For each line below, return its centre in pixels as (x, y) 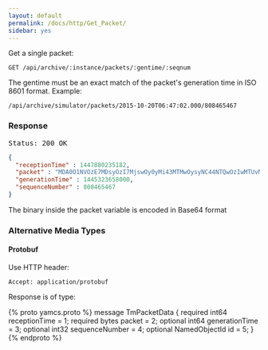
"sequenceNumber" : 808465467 (65, 187)
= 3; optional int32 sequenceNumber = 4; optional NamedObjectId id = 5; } (131, 329)
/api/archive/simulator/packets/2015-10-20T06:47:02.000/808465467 (123, 106)
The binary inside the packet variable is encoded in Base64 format (118, 209)
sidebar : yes (30, 30)
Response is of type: (42, 297)
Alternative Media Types (57, 230)
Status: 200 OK (38, 143)
